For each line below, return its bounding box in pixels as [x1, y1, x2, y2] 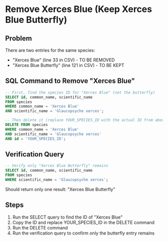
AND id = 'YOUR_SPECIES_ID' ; [5, 136, 66, 141]
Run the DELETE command [12, 224, 68, 230]
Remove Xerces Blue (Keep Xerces [5, 3, 152, 15]
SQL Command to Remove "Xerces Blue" [5, 76, 135, 85]
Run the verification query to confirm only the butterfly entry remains [12, 230, 155, 236]
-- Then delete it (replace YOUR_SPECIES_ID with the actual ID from [5, 117, 153, 123]
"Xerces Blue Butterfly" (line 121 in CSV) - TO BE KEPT [12, 62, 124, 68]
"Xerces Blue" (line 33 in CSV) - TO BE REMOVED [12, 57, 115, 63]
